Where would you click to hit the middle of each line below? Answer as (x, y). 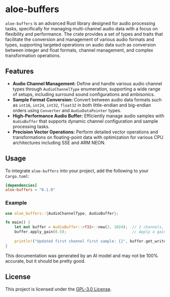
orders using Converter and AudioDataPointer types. (67, 110)
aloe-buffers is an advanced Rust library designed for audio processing (80, 23)
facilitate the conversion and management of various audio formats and (80, 39)
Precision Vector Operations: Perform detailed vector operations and (85, 132)
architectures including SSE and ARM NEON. (59, 142)
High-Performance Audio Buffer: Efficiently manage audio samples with (88, 116)
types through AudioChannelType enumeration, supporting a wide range (87, 89)
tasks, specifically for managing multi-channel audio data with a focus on (81, 28)
